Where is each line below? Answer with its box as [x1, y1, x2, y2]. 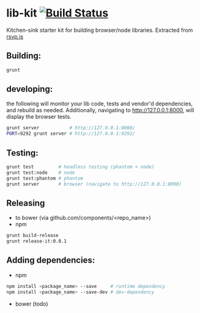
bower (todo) [15, 300, 48, 307]
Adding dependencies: [6, 255, 95, 266]
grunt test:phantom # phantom [6, 175, 84, 181]
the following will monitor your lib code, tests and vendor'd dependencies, [6, 100, 193, 107]
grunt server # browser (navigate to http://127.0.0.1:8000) [6, 181, 182, 187]
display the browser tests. [6, 113, 72, 121]
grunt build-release [6, 233, 59, 239]
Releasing [6, 198, 45, 208]
